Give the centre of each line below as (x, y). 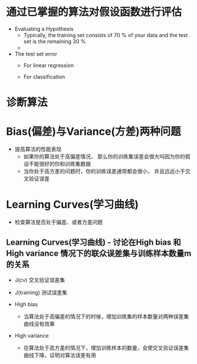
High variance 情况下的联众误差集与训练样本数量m (99, 253)
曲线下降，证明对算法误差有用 (60, 355)
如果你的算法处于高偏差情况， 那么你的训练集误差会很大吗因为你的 (104, 156)
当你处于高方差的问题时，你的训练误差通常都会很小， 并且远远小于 (104, 171)
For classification (44, 77)
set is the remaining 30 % (55, 41)
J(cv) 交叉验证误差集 (40, 280)
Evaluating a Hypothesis (44, 29)
